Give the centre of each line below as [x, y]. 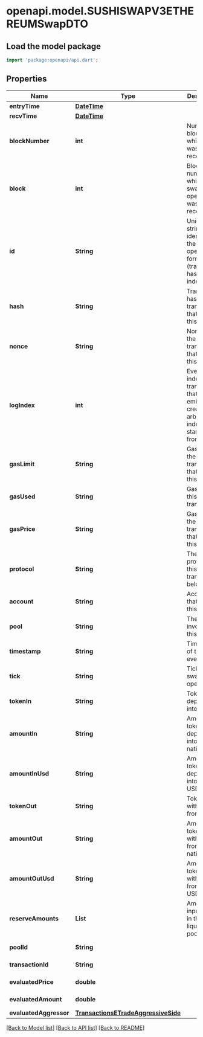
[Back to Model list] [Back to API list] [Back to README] [76, 1027]
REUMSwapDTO [47, 24]
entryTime [25, 106]
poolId [19, 947]
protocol [22, 569]
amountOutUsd [32, 878]
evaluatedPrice [32, 981]
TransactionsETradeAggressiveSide [128, 1013]
